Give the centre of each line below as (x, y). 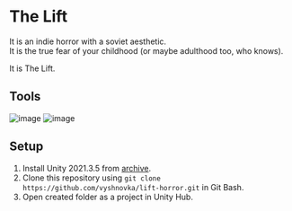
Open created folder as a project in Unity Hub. (107, 197)
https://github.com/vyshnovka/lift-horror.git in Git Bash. (133, 187)
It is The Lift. (32, 68)
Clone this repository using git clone (92, 178)
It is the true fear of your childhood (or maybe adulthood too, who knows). (146, 50)
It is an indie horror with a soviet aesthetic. (88, 41)
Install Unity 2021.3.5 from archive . (87, 168)
